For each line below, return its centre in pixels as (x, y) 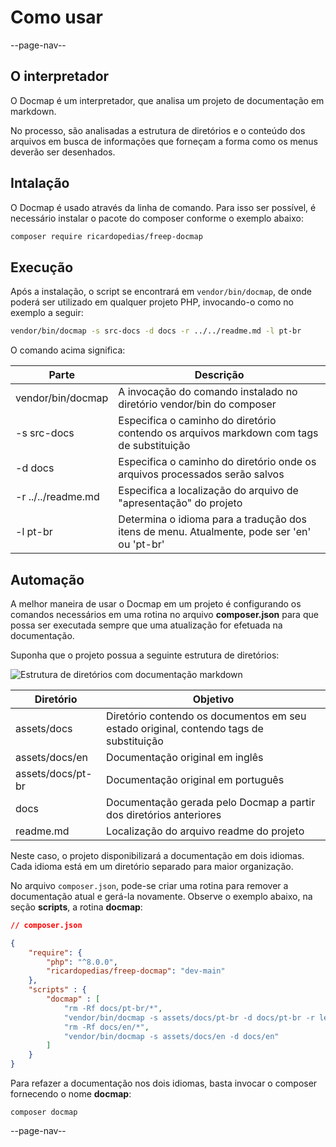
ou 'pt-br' (141, 544)
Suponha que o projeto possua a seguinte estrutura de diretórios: (145, 655)
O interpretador (60, 76)
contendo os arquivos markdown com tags (218, 433)
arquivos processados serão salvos (201, 474)
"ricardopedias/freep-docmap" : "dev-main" (136, 971)
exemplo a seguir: (47, 313)
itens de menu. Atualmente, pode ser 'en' (215, 532)
